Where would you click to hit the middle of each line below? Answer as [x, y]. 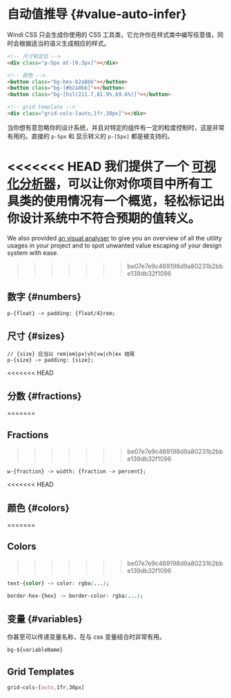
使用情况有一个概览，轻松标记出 [134, 201]
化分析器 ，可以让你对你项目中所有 [104, 184]
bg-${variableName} [35, 650]
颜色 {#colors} [39, 508]
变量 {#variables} [45, 619]
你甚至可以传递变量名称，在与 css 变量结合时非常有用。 [86, 637]
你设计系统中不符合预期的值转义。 [104, 219]
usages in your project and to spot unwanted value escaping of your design [114, 245]
